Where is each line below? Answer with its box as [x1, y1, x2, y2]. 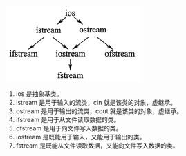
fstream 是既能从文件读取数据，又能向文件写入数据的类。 [15, 142, 180, 150]
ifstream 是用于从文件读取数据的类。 [15, 116, 120, 124]
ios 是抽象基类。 [15, 90, 63, 98]
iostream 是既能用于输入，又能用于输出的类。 [15, 133, 146, 141]
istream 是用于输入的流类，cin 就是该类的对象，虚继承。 [15, 99, 177, 106]
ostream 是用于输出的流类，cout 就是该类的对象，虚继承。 [15, 107, 183, 115]
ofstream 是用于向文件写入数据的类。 [15, 124, 122, 133]
